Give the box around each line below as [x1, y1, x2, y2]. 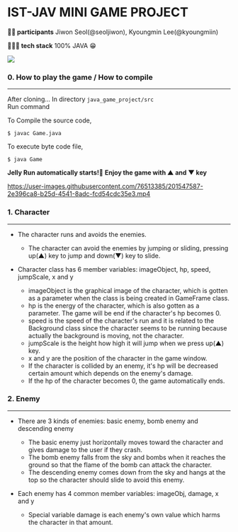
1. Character [7, 207, 50, 217]
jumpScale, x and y [17, 272, 74, 281]
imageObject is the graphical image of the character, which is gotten [28, 286, 228, 294]
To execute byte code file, [7, 142, 84, 151]
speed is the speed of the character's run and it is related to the [28, 316, 215, 325]
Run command [7, 103, 50, 111]
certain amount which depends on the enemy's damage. [28, 369, 193, 377]
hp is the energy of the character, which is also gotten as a [28, 301, 200, 310]
